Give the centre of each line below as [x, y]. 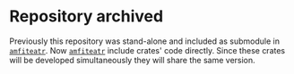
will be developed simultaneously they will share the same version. [132, 60]
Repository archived [86, 16]
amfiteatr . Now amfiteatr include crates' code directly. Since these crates [147, 50]
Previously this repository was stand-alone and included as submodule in [145, 41]
